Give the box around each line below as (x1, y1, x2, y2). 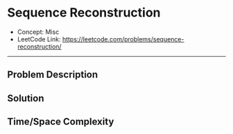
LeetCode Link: (17, 35, 61, 43)
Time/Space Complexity (7, 116, 114, 128)
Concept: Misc (17, 28, 60, 36)
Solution (7, 92, 44, 104)
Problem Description (7, 69, 98, 81)
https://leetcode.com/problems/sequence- (62, 35, 184, 43)
